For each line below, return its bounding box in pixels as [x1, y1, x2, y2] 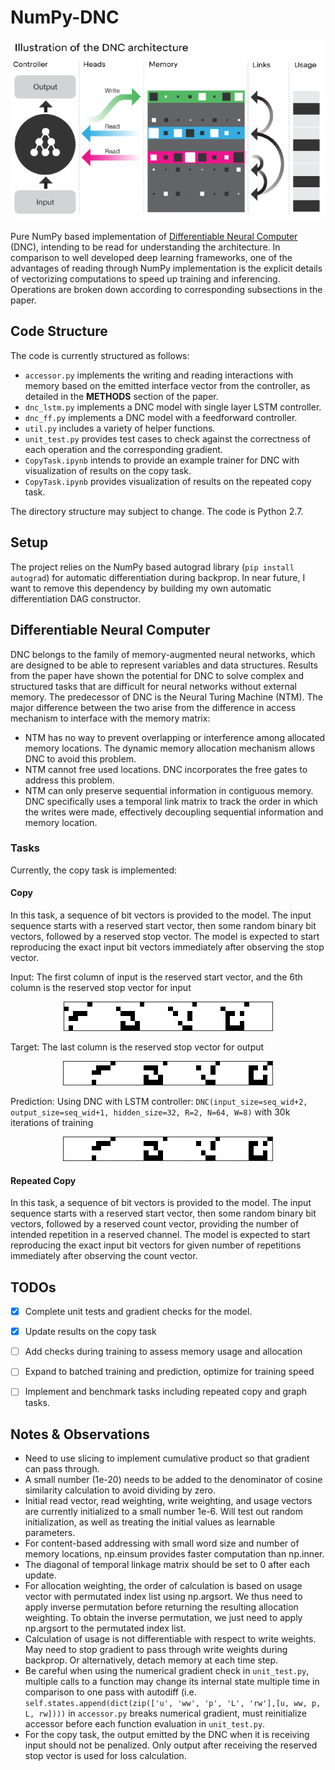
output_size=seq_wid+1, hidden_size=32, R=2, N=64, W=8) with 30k [10, 1106, 291, 1118]
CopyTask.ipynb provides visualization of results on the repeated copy [24, 475, 312, 487]
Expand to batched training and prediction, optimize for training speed [24, 1366, 315, 1378]
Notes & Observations [10, 1426, 150, 1443]
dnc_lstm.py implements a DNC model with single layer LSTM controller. [24, 401, 322, 413]
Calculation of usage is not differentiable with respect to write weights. [24, 1633, 317, 1645]
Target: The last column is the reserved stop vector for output [10, 1041, 265, 1053]
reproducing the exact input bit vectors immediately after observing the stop [10, 941, 325, 953]
